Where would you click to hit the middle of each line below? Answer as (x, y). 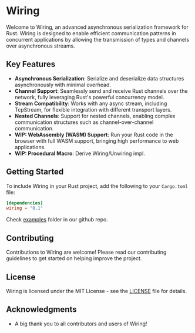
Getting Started (35, 172)
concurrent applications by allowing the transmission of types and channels (98, 39)
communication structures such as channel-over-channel (84, 122)
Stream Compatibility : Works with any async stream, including (91, 103)
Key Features (31, 64)
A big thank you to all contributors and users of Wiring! (81, 324)
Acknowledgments (42, 310)
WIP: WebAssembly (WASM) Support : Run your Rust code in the (94, 134)
